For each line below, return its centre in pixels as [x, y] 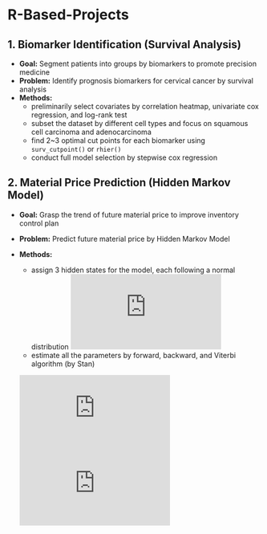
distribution [50, 346]
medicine [34, 72]
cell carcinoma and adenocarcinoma [91, 132]
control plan [39, 223]
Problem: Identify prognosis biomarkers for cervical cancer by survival [136, 81]
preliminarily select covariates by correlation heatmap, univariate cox [145, 106]
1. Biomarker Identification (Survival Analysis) [124, 45]
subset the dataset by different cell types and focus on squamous [140, 123]
